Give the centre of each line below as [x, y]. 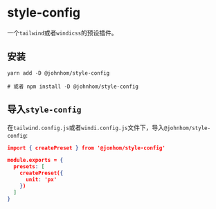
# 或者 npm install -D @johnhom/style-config [73, 87]
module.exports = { [35, 161]
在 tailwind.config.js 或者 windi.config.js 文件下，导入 [86, 127]
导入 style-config [44, 110]
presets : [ [29, 167]
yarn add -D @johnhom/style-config [58, 73]
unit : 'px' [41, 180]
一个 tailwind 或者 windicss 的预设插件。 [62, 33]
